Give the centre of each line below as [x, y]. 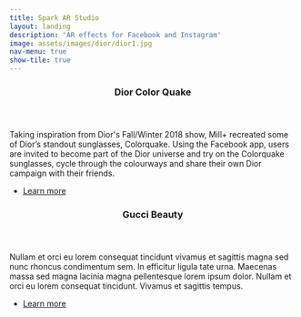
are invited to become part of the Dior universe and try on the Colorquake [147, 153]
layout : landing [40, 26]
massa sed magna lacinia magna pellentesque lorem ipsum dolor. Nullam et [150, 276]
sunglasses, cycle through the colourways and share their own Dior [135, 163]
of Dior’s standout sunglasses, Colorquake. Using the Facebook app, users [149, 144]
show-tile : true [40, 60]
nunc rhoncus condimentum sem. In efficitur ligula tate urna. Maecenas [143, 266]
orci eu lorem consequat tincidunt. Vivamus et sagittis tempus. [126, 286]
